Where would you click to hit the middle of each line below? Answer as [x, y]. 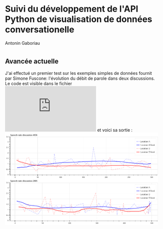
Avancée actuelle [32, 62]
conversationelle [40, 30]
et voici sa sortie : [114, 130]
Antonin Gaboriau [23, 43]
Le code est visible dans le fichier [39, 83]
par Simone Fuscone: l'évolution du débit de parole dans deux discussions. [80, 78]
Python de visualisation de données [79, 19]
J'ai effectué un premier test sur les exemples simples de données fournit [79, 73]
